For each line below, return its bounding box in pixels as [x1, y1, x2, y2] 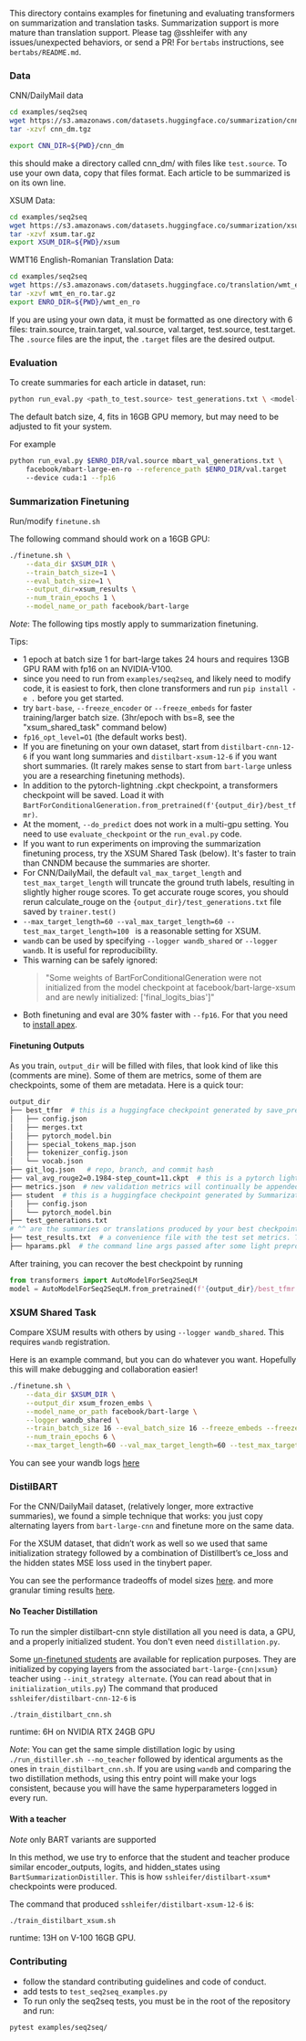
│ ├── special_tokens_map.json [9, 1140, 137, 1149]
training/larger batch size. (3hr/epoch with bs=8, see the [22, 712, 235, 723]
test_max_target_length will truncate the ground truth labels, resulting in [22, 877, 295, 889]
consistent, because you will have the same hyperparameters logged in [9, 1783, 278, 1794]
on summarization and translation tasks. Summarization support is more [9, 17, 280, 28]
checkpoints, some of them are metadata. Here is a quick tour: [9, 1079, 244, 1090]
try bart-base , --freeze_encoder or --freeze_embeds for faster [22, 702, 252, 713]
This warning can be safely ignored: [22, 954, 158, 966]
